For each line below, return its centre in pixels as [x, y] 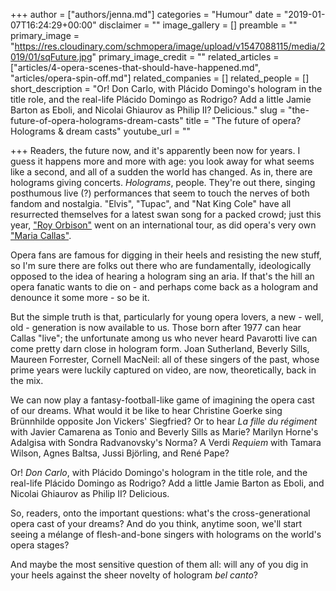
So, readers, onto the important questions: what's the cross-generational [160, 513]
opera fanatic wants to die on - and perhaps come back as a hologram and [164, 287]
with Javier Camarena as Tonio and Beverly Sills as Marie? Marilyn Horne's [164, 432]
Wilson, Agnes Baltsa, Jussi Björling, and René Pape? [120, 453]
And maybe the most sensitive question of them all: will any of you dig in [159, 564]
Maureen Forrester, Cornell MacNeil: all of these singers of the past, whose [165, 359]
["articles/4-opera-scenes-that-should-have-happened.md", [135, 67]
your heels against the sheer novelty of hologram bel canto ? [134, 575]
